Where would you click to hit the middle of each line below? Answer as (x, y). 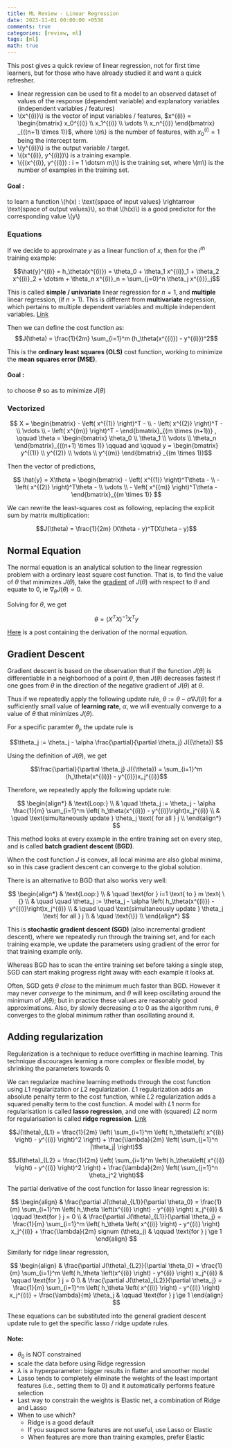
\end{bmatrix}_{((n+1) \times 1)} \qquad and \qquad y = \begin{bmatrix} (116, 446)
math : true (23, 46)
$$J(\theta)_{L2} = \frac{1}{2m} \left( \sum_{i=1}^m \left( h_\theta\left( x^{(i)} (116, 1160)
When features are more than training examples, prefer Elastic (116, 1437)
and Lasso (32, 1407)
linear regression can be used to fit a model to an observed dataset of (117, 94)
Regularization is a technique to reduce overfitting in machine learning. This (115, 1054)
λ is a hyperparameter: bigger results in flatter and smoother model (113, 1370)
